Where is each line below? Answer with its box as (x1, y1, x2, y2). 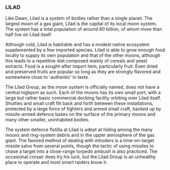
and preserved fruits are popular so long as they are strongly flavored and (5, 69, 161, 75)
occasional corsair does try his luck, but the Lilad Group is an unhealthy (5, 154, 156, 160)
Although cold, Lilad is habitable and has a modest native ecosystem (5, 41, 150, 48)
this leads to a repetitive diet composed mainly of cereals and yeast (5, 58, 148, 64)
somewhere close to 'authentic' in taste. (5, 74, 89, 80)
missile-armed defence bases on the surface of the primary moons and (5, 111, 156, 117)
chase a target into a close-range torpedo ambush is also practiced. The (5, 148, 158, 155)
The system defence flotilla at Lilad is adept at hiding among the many (5, 126, 153, 133)
